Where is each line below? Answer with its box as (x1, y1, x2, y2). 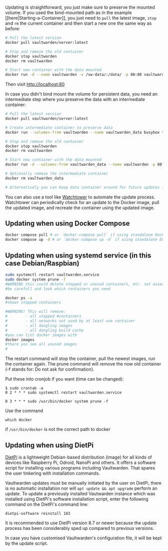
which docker (5, 417, 32, 423)
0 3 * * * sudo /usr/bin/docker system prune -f (5, 399, 108, 404)
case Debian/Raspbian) (5, 259, 80, 267)
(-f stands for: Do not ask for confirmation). (5, 366, 94, 373)
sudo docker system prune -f (5, 277, 66, 282)
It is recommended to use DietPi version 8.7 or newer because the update (5, 520, 157, 526)
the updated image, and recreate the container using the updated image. (5, 205, 155, 211)
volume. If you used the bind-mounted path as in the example (5, 10, 132, 16)
